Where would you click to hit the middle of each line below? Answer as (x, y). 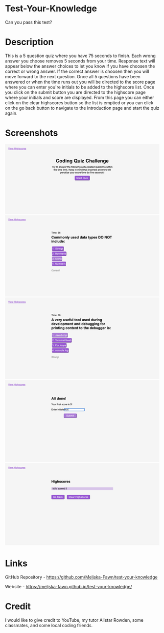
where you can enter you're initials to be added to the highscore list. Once (80, 87)
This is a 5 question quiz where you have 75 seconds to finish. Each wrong (80, 56)
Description (29, 42)
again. (12, 113)
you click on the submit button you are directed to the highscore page (75, 92)
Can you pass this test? (29, 22)
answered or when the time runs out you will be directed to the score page (80, 82)
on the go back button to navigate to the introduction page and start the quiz (82, 108)
